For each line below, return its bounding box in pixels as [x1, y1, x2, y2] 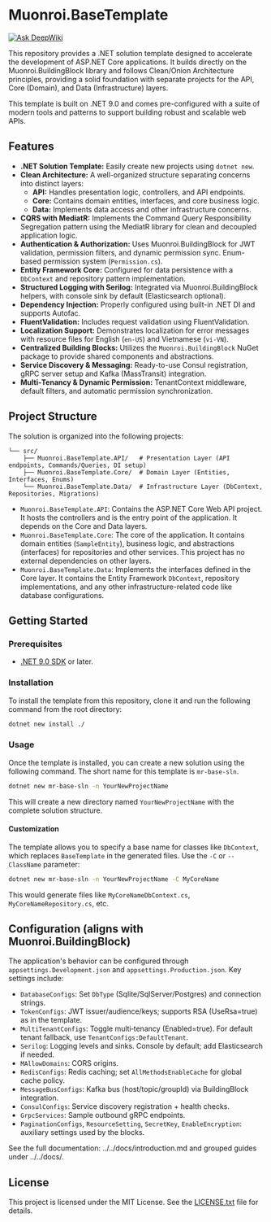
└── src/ [8, 447, 38, 455]
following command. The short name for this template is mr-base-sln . [8, 766, 239, 776]
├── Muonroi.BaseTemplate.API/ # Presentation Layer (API [23, 454, 230, 462]
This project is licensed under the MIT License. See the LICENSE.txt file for [8, 1198, 259, 1207]
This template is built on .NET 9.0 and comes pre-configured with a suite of [8, 98, 260, 108]
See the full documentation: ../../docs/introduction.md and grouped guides [8, 1143, 257, 1153]
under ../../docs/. [8, 1152, 65, 1162]
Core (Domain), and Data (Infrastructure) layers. [8, 83, 169, 93]
